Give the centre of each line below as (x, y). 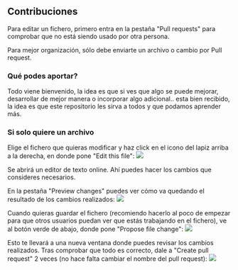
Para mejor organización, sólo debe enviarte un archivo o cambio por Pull (115, 50)
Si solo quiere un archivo (51, 133)
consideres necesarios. (42, 177)
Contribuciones (43, 12)
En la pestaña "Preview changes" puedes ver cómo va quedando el (106, 191)
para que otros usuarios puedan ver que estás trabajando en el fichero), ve (117, 221)
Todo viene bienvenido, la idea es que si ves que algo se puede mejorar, (113, 91)
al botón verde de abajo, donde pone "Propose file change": (95, 229)
